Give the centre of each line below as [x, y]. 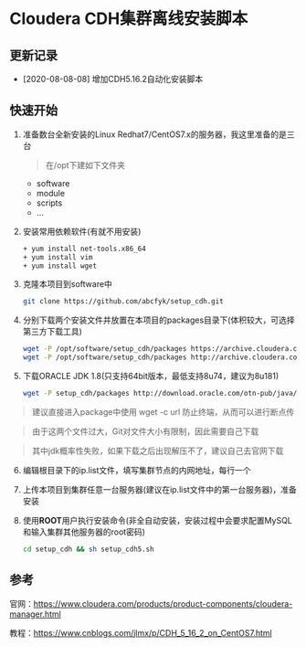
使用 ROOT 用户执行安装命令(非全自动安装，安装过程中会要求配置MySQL [157, 520]
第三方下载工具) [52, 332]
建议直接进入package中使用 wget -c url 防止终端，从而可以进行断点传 [163, 411]
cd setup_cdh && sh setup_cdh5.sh [88, 549]
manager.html [35, 614]
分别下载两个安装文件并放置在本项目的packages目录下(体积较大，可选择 [158, 320]
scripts [49, 203]
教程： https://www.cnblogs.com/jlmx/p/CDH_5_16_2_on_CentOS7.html [141, 632]
